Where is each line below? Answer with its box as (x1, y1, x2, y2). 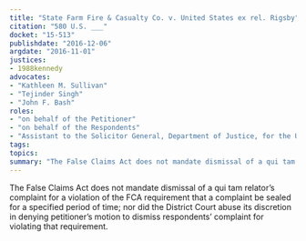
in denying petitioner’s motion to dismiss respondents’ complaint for (9, 211, 264, 222)
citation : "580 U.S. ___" (9, 22, 107, 31)
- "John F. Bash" (9, 97, 76, 107)
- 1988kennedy (9, 65, 64, 74)
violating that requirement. (9, 220, 108, 232)
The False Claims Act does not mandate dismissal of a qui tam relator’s (9, 182, 275, 193)
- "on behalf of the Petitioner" (9, 115, 137, 124)
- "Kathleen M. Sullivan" (9, 81, 107, 90)
